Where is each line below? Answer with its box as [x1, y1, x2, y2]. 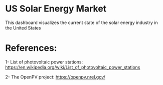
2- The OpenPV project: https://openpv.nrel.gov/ [5, 73, 105, 80]
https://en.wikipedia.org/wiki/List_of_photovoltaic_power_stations [5, 64, 140, 70]
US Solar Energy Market [5, 3, 107, 14]
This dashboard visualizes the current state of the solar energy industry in [5, 19, 158, 25]
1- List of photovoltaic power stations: [5, 58, 83, 65]
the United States [5, 24, 41, 30]
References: [5, 42, 57, 54]
